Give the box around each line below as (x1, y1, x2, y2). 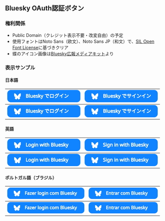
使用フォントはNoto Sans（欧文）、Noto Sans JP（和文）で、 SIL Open (12, 38, 155, 44)
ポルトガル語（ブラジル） (5, 174, 57, 180)
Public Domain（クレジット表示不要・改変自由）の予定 (12, 32, 124, 38)
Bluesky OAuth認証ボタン (5, 4, 84, 13)
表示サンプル (5, 64, 35, 71)
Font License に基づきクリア (12, 44, 69, 50)
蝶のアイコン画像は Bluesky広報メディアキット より (12, 51, 114, 56)
